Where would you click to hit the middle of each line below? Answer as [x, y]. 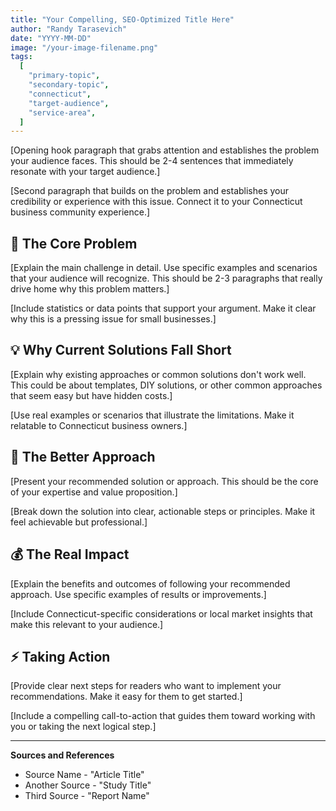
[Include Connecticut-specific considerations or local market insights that [161, 613]
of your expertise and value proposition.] [94, 492]
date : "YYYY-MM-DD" [51, 38]
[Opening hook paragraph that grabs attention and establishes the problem [165, 150]
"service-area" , [62, 112]
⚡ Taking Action [60, 656]
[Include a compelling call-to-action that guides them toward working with [163, 716]
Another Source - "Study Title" [88, 785]
